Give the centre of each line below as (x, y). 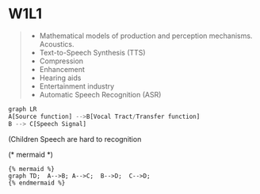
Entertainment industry (77, 86)
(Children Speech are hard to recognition (75, 139)
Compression (61, 61)
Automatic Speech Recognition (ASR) (100, 94)
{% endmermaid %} (37, 183)
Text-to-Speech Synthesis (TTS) (92, 52)
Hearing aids (60, 78)
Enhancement (62, 69)
